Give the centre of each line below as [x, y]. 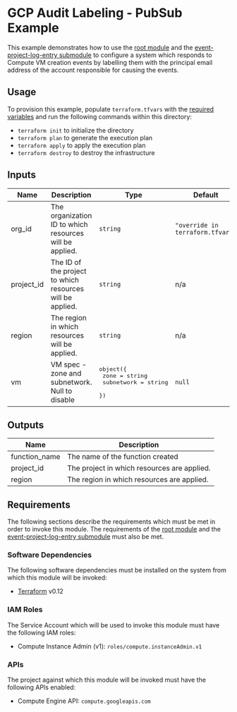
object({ [113, 369]
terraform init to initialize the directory [75, 130]
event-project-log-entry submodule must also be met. [86, 536]
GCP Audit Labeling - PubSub [95, 13]
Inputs [22, 175]
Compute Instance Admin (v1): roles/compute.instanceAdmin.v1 [110, 646]
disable [63, 400]
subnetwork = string [135, 382]
